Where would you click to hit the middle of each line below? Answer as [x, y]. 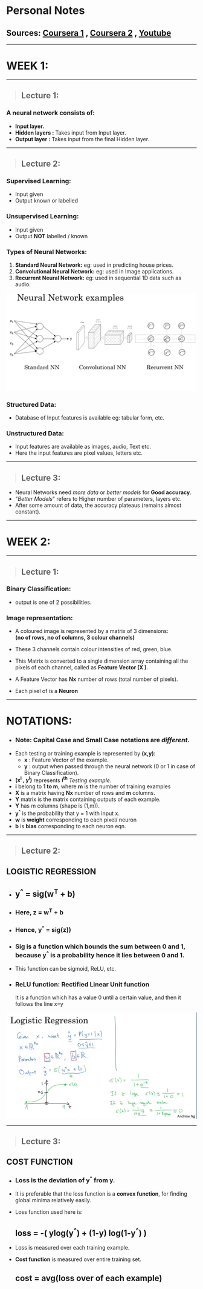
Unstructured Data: [35, 434]
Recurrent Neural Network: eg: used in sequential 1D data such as [98, 278]
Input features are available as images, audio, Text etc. [83, 447]
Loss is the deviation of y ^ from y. [65, 1180]
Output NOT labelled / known [51, 236]
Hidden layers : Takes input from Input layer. [70, 132]
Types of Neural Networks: [47, 252]
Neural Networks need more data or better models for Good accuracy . [103, 492]
